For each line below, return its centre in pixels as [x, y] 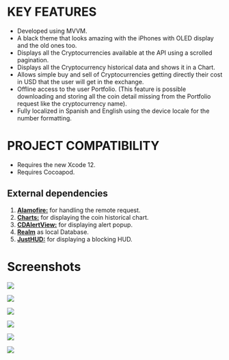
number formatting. [44, 118]
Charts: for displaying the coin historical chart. [83, 217]
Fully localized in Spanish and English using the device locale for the [113, 111]
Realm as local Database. [53, 232]
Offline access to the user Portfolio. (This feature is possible [102, 89]
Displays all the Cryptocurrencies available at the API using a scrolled [114, 53]
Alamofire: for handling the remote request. [79, 210]
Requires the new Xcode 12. [56, 164]
